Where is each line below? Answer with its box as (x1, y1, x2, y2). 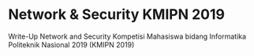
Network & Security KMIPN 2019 (8, 6, 225, 24)
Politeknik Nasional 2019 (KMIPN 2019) (8, 39, 135, 49)
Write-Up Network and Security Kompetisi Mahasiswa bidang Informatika (8, 32, 247, 41)
